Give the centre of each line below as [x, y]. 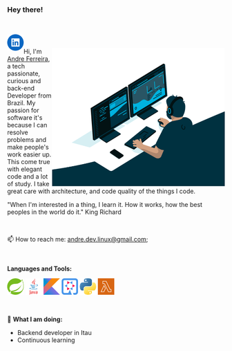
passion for [23, 110]
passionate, [23, 73]
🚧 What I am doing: [35, 319]
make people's [28, 147]
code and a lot [28, 177]
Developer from [29, 96]
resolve [18, 132]
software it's [25, 118]
